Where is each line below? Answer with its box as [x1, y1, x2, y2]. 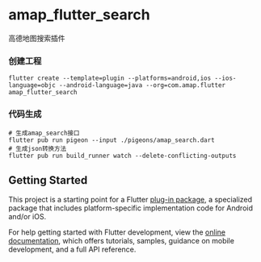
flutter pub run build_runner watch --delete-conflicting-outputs [8, 152, 237, 160]
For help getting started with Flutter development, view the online [8, 227, 226, 237]
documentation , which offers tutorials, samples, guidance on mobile [8, 236, 234, 246]
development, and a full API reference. [8, 244, 137, 255]
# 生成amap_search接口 [8, 129, 80, 137]
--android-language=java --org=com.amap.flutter [59, 81, 226, 89]
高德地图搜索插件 [8, 33, 65, 43]
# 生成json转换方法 [8, 144, 67, 152]
